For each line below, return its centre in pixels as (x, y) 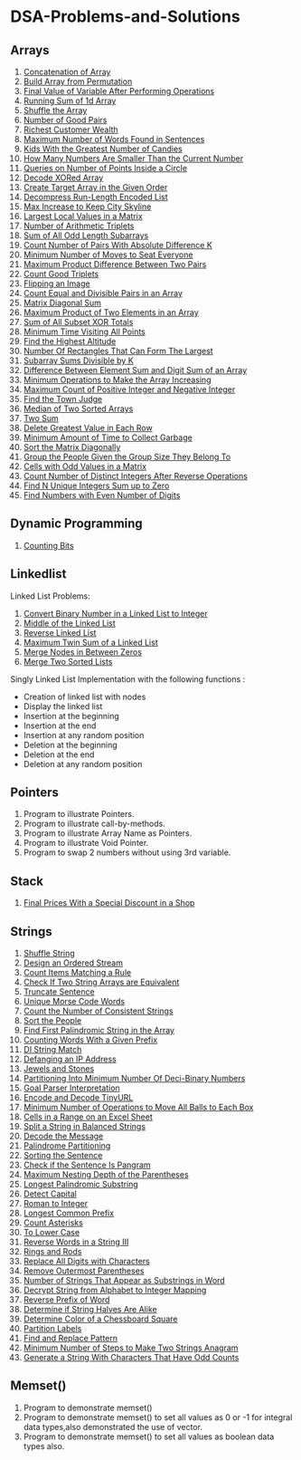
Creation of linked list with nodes (85, 696)
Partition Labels (52, 1329)
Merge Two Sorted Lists (68, 661)
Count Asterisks (53, 1223)
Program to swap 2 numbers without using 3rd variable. (127, 852)
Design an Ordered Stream (73, 963)
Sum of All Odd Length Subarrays (86, 235)
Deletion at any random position (83, 764)
